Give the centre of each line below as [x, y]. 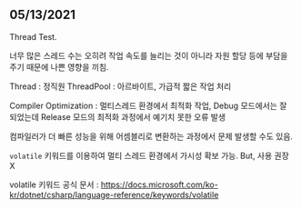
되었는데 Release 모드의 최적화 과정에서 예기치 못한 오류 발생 [117, 116]
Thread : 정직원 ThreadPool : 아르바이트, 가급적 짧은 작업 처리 [121, 86]
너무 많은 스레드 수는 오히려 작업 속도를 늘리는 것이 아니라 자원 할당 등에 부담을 [149, 55]
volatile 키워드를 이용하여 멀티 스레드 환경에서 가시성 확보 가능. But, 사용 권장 [149, 155]
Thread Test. [33, 36]
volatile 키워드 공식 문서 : [54, 184]
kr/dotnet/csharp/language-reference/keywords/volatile [114, 194]
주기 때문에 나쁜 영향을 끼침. [59, 66]
